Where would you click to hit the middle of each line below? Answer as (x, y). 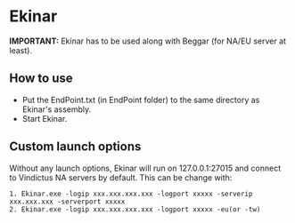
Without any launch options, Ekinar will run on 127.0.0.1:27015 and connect (145, 168)
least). (21, 50)
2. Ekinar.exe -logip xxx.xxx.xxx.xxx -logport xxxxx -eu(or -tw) (135, 209)
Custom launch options (75, 147)
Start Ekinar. (45, 118)
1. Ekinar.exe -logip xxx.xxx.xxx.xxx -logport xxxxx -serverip (131, 194)
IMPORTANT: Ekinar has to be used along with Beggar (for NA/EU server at (148, 41)
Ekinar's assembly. (57, 109)
